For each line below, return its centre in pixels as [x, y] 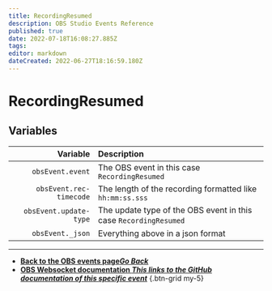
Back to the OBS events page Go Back [84, 261]
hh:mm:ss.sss [123, 198]
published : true [36, 31]
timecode [73, 197]
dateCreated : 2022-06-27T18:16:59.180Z [76, 62]
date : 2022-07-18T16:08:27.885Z [63, 39]
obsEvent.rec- [63, 188]
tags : [17, 46]
